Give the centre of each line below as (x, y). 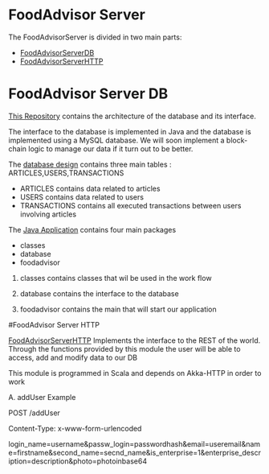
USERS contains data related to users (82, 197)
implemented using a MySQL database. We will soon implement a (116, 140)
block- (237, 140)
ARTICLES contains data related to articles (90, 188)
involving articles (48, 214)
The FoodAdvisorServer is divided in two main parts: (95, 37)
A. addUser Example (42, 397)
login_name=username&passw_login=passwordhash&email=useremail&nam (134, 443)
